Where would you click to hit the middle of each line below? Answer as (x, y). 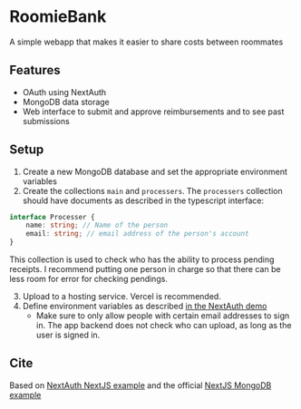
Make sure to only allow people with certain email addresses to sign (163, 316)
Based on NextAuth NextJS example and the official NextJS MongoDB (141, 385)
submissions (46, 121)
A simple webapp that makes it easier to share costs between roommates (146, 42)
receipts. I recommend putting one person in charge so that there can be (145, 269)
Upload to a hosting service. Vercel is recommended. (122, 297)
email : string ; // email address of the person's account (137, 234)
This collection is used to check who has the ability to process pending (142, 259)
